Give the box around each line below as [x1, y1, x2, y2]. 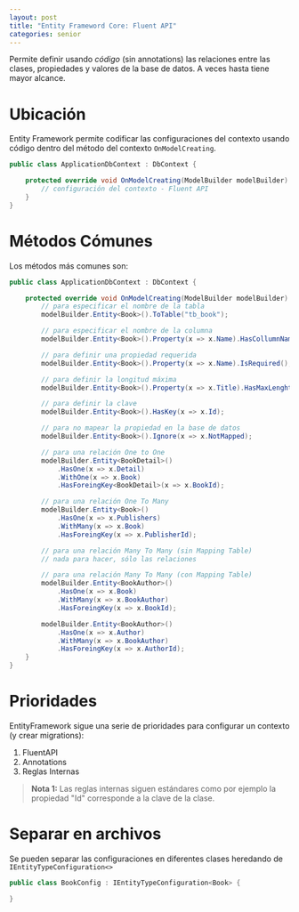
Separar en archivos [9, 824, 162, 844]
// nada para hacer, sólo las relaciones [41, 554, 198, 563]
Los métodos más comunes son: [9, 260, 129, 271]
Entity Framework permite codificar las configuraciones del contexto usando [9, 133, 290, 144]
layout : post [9, 12, 58, 22]
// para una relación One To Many [41, 497, 169, 506]
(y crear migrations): [9, 730, 85, 740]
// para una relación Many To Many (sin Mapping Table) [41, 546, 253, 555]
